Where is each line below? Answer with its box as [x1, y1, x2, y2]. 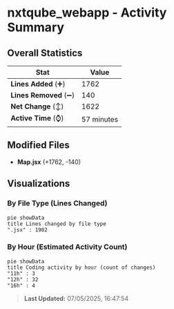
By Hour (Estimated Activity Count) [7, 242, 128, 252]
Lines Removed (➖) [10, 91, 75, 100]
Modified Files [7, 140, 70, 151]
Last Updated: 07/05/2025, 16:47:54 [23, 294, 129, 302]
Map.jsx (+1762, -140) [17, 158, 81, 166]
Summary [7, 19, 64, 35]
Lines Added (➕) [10, 79, 66, 88]
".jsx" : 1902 [7, 226, 48, 233]
